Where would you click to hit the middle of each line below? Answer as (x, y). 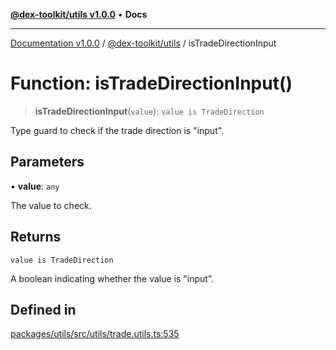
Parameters (47, 162)
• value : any (35, 186)
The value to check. (51, 205)
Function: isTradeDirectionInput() (151, 83)
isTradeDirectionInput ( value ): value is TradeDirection (149, 111)
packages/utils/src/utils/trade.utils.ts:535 (95, 334)
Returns (36, 237)
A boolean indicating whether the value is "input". (112, 278)
